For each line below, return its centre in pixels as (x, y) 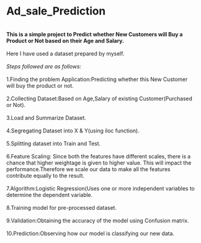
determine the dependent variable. (49, 195)
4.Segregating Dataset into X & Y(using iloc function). (73, 131)
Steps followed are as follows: (44, 66)
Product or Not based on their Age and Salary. (65, 40)
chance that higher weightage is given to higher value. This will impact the (99, 163)
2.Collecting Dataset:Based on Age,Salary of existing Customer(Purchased (99, 99)
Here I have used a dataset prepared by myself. (65, 53)
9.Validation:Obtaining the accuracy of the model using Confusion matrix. (98, 220)
